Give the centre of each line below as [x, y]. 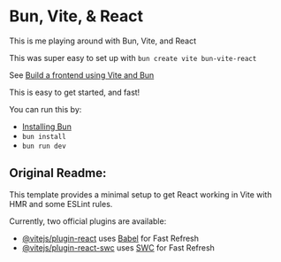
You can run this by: [46, 109]
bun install [44, 136]
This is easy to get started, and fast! [75, 92]
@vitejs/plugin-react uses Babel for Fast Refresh [110, 238]
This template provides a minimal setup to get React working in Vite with [140, 194]
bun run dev [44, 146]
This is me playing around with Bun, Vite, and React [103, 41]
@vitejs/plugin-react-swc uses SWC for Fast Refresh [118, 247]
